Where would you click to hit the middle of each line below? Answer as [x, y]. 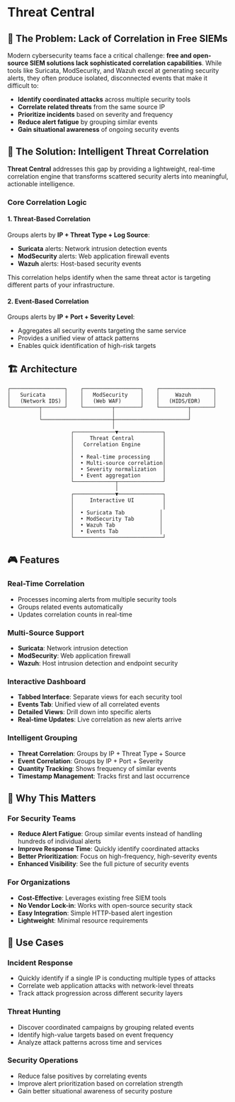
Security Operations [43, 1060]
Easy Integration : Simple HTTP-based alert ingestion [95, 913]
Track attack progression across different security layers [100, 994]
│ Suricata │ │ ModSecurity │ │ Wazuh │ [112, 395]
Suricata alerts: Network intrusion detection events [92, 248]
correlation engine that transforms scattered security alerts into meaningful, [118, 176]
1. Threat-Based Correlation [49, 219]
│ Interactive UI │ [118, 500]
